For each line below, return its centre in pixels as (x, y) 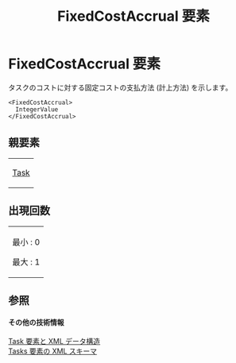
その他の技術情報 (36, 322)
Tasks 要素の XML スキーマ (53, 351)
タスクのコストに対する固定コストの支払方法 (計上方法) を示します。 (120, 87)
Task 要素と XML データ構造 (54, 342)
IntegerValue (37, 109)
